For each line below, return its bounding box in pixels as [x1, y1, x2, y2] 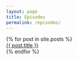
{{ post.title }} [6, 42, 39, 49]
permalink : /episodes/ [6, 19, 61, 25]
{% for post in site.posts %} [6, 36, 73, 43]
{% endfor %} [6, 48, 40, 55]
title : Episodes [6, 14, 45, 20]
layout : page [6, 8, 38, 15]
